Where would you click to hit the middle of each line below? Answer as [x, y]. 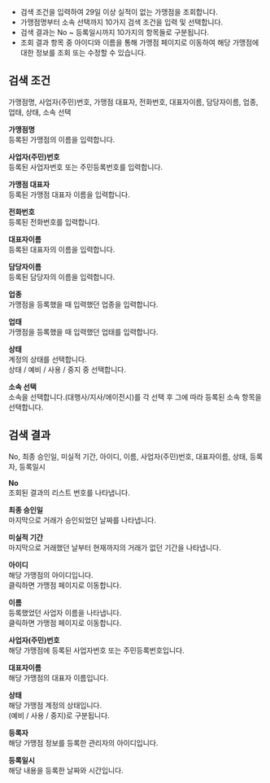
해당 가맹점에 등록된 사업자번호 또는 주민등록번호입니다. [96, 650]
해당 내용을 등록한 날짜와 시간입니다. [66, 770]
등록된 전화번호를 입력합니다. [54, 221]
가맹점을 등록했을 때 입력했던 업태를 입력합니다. [83, 331]
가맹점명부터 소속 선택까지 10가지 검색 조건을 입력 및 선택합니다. [122, 22]
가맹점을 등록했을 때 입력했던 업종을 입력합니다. [83, 304]
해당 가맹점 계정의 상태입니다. [55, 705]
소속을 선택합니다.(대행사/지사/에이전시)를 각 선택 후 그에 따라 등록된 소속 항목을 [135, 396]
